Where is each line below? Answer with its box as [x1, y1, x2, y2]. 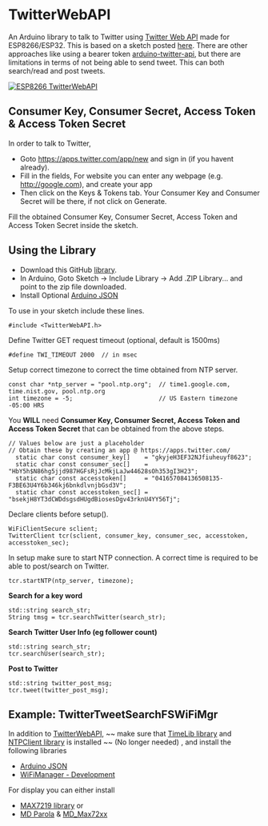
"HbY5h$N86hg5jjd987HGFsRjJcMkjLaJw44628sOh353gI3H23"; [8, 467, 198, 475]
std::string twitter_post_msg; [8, 679, 113, 687]
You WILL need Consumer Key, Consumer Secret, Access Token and [8, 415, 240, 425]
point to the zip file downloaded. [19, 281, 126, 291]
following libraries [8, 746, 67, 756]
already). [19, 162, 50, 172]
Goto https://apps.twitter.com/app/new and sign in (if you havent [19, 154, 234, 163]
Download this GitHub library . [19, 265, 118, 274]
